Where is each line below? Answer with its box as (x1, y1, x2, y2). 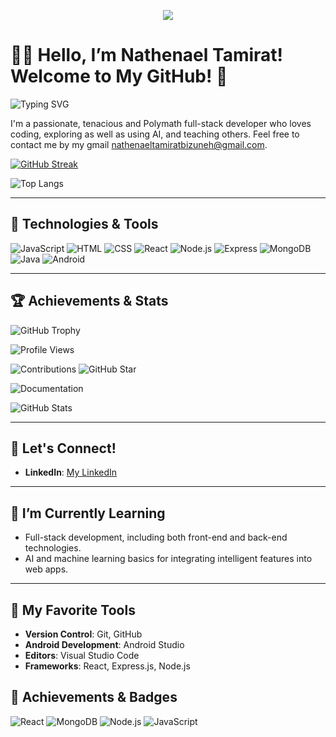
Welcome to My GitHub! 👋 (10, 65, 228, 88)
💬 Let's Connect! (10, 440, 117, 457)
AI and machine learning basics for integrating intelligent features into (24, 553, 313, 565)
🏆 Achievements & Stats (10, 293, 169, 310)
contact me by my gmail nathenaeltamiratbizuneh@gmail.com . (10, 138, 268, 150)
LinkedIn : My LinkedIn (24, 466, 118, 479)
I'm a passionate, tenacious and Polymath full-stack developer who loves (10, 117, 312, 129)
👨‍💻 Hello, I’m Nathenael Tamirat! (10, 44, 284, 67)
